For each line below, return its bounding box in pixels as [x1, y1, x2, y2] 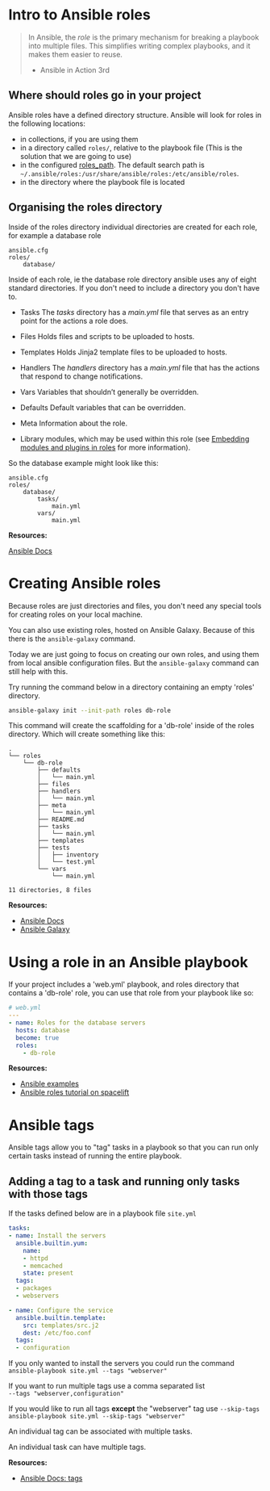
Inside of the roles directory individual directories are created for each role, [8, 222, 258, 232]
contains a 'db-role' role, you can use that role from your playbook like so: [8, 988, 254, 998]
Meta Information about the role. [19, 418, 128, 428]
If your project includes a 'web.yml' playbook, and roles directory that [8, 979, 239, 990]
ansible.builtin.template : [15, 1313, 106, 1321]
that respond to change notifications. [19, 371, 143, 381]
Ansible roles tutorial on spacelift [19, 1087, 130, 1097]
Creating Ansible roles [8, 574, 161, 593]
